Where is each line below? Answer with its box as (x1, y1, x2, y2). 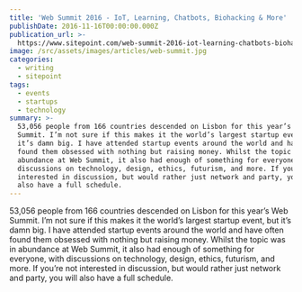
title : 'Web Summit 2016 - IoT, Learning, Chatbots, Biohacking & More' (9, 13, 288, 23)
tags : (9, 80, 30, 89)
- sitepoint (17, 72, 63, 81)
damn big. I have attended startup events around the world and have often (9, 224, 285, 235)
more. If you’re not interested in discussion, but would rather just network (9, 263, 281, 274)
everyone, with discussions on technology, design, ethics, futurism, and (9, 253, 276, 264)
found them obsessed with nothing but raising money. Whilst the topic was (9, 234, 286, 245)
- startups (17, 96, 58, 106)
